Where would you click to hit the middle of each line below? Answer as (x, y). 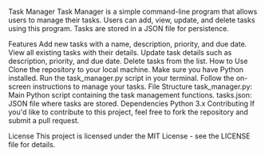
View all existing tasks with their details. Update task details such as (120, 52)
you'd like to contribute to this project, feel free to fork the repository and (129, 112)
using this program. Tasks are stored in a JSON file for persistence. (119, 28)
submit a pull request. (44, 120)
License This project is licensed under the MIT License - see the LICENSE (129, 136)
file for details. (32, 144)
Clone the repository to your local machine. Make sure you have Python (126, 70)
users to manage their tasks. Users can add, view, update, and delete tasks (132, 20)
